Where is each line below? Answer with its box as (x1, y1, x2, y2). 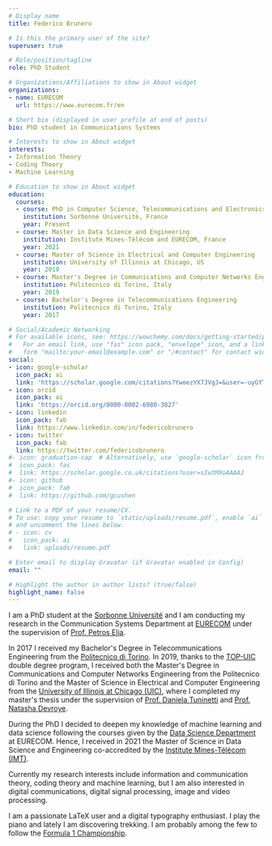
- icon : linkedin (8, 409, 67, 417)
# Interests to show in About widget (8, 138, 136, 146)
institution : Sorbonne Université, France (23, 213, 168, 221)
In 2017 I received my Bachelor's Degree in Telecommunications (8, 643, 223, 653)
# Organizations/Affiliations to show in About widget (8, 79, 198, 87)
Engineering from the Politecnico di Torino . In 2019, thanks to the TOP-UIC (8, 652, 257, 662)
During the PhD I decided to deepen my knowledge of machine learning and (8, 719, 261, 729)
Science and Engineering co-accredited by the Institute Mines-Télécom (8, 745, 246, 755)
